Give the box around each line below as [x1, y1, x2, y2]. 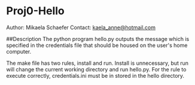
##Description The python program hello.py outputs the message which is [6, 35, 190, 42]
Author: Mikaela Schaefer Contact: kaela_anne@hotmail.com [6, 24, 156, 31]
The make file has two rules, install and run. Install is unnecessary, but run [6, 59, 189, 67]
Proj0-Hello [6, 4, 65, 18]
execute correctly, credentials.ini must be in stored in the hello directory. [6, 72, 184, 79]
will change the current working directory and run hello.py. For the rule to [6, 65, 187, 73]
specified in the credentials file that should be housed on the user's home [6, 42, 188, 49]
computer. [6, 48, 32, 55]
